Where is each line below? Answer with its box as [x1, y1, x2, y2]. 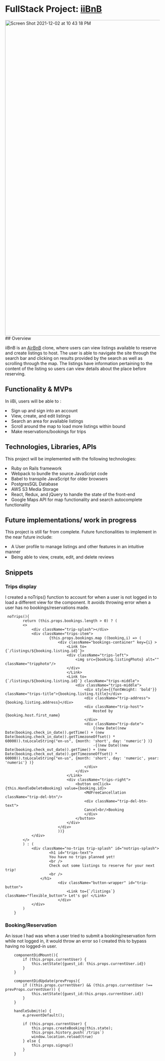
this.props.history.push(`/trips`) [31, 1030, 105, 1035]
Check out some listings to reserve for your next [49, 863, 155, 868]
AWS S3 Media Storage [11, 486, 59, 492]
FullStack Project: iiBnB [5, 3, 102, 15]
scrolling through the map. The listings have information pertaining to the [5, 360, 153, 366]
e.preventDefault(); [23, 1013, 65, 1018]
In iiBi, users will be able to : [5, 398, 61, 404]
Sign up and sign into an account [11, 407, 78, 413]
